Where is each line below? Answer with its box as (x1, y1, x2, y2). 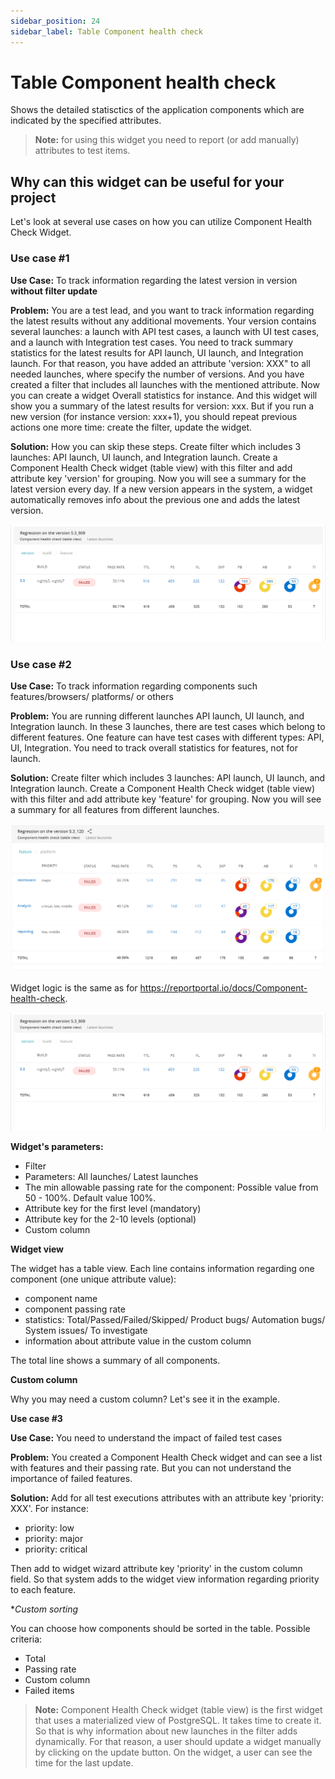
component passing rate (24, 1303, 126, 1315)
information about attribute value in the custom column (24, 1335, 252, 1347)
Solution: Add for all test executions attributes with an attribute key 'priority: (10, 1491, 325, 1504)
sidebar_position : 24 (10, 16, 101, 26)
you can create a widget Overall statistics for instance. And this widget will (10, 389, 318, 401)
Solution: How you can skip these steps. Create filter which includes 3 (10, 440, 302, 452)
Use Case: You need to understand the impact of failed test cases (10, 1431, 283, 1444)
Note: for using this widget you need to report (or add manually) (34, 134, 300, 146)
